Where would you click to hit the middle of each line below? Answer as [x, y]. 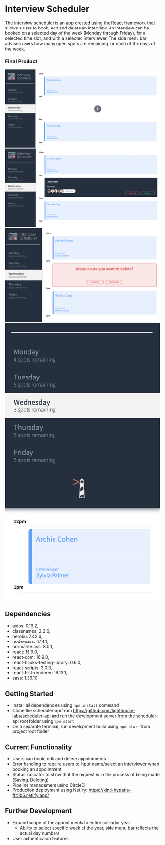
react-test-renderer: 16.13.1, [40, 673]
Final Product [21, 61]
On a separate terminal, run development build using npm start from [81, 727]
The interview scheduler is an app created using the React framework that [80, 23]
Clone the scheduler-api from [42, 711]
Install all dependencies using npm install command [66, 705]
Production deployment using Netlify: [50, 790]
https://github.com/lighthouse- [104, 711]
